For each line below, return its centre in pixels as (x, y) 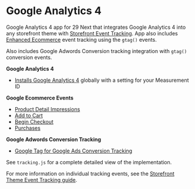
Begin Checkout (34, 121)
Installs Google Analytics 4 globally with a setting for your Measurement (102, 80)
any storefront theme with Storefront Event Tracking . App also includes (92, 33)
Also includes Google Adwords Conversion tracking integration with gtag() (97, 51)
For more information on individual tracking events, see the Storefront (90, 173)
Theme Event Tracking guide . (42, 180)
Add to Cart (28, 115)
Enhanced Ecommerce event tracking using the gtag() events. (81, 39)
